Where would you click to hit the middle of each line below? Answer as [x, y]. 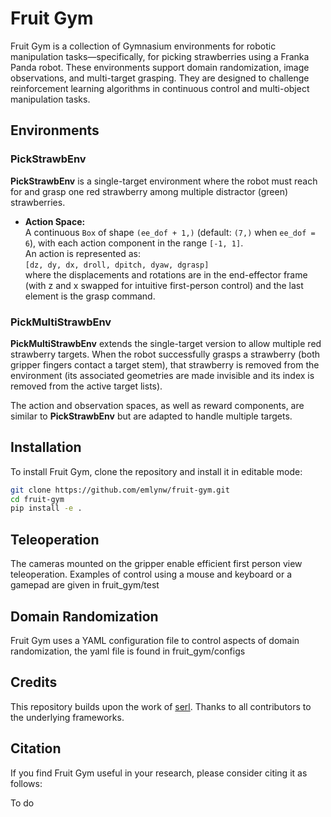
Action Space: [55, 221]
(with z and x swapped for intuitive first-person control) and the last [164, 285]
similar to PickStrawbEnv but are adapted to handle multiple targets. [151, 416]
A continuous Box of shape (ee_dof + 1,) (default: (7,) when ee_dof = [170, 232]
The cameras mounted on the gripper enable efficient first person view [156, 564]
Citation [36, 748]
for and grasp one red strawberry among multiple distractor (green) [149, 191]
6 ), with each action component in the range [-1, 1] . [134, 243]
